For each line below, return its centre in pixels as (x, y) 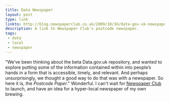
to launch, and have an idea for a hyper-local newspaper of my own (76, 88)
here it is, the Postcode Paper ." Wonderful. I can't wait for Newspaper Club (83, 83)
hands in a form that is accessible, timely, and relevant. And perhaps (77, 72)
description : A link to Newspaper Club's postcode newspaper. (72, 29)
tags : (11, 33)
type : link (17, 19)
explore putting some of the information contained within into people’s (78, 67)
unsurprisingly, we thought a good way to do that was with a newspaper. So (84, 78)
